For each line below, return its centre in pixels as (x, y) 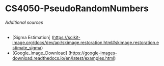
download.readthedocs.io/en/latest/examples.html (63, 58)
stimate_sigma (27, 48)
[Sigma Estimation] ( (33, 38)
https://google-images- (94, 53)
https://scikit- (67, 38)
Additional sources (24, 22)
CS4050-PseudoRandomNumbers (77, 9)
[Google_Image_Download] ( (41, 53)
